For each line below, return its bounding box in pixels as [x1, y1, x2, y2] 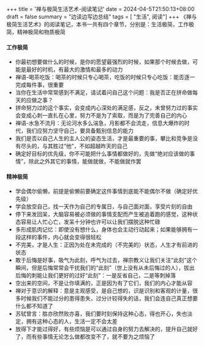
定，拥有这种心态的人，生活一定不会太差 [15, 318, 118, 325]
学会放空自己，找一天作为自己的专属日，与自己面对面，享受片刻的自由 [15, 203, 193, 210]
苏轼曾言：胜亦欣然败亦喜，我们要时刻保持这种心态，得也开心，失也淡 [15, 310, 193, 317]
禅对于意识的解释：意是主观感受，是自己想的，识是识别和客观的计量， [15, 287, 193, 295]
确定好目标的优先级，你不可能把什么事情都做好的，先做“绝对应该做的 [15, 150, 190, 157]
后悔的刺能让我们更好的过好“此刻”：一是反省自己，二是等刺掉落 [15, 272, 176, 279]
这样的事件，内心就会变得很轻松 [20, 233, 102, 241]
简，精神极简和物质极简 [6, 28, 66, 36]
